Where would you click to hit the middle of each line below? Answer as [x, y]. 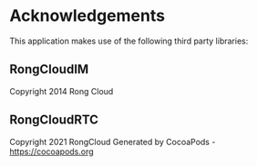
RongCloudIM [49, 69]
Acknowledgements [87, 16]
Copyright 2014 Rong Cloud [62, 91]
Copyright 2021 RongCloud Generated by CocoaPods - [113, 142]
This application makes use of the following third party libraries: [129, 41]
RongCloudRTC [54, 120]
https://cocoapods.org [51, 151]
